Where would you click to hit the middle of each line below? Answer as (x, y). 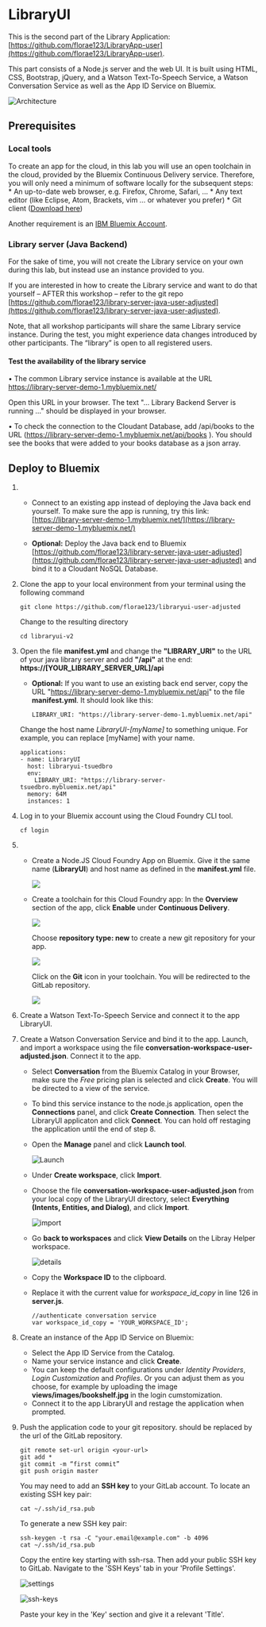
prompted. (48, 1412)
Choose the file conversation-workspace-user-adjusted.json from (143, 1190)
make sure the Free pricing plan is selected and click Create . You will (145, 1080)
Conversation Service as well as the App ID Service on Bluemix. (112, 86)
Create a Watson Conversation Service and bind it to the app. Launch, (134, 1039)
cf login (34, 830)
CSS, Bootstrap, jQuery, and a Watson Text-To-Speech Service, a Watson (128, 77)
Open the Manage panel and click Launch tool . (109, 1144)
